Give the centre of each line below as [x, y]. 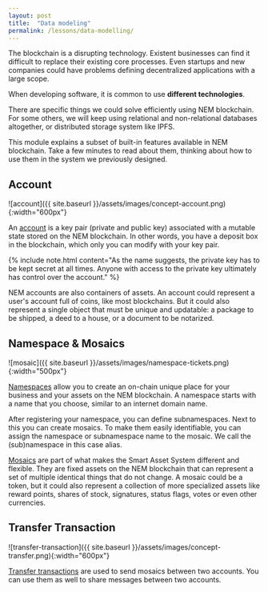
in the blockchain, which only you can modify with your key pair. [114, 245]
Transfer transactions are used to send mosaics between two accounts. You [134, 571]
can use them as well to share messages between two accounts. [115, 579]
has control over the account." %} [64, 278]
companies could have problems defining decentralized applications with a [132, 70]
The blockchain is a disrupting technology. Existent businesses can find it [129, 54]
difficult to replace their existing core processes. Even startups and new [127, 62]
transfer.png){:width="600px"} [59, 555]
